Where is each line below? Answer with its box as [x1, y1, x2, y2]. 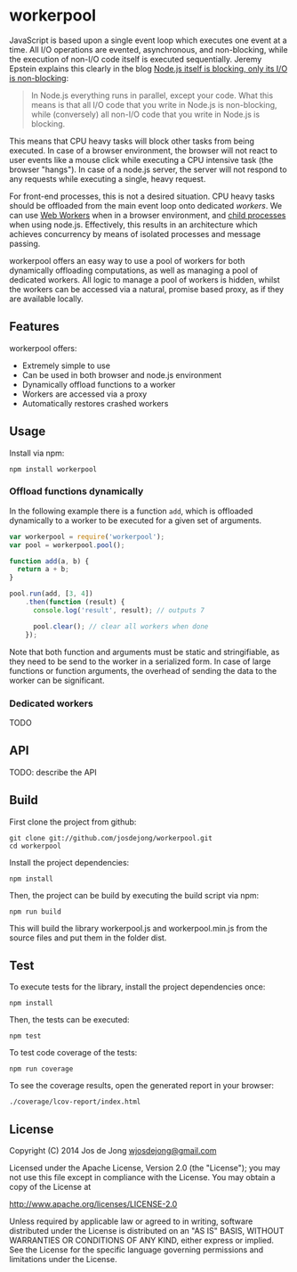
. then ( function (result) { [25, 598, 125, 607]
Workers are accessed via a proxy [21, 389, 148, 399]
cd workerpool [9, 841, 62, 850]
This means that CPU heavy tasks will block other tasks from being [9, 135, 255, 146]
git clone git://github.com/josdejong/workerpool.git [9, 833, 213, 842]
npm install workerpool [9, 464, 98, 473]
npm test [9, 1031, 42, 1041]
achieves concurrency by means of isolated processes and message [9, 228, 261, 239]
